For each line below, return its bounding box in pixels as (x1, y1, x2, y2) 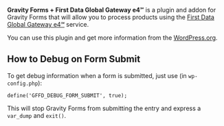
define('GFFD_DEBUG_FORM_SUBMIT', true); (7, 92, 128, 99)
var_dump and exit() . (7, 111, 67, 119)
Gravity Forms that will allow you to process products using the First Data (7, 13, 215, 21)
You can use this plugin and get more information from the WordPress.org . (7, 34, 218, 42)
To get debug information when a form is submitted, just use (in (7, 71, 187, 79)
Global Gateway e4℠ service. (7, 21, 89, 28)
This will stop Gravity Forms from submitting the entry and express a (7, 104, 201, 112)
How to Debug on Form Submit (7, 53, 141, 65)
